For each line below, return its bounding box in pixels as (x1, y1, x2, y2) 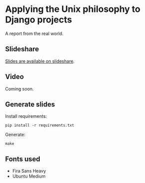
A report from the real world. (5, 30, 64, 36)
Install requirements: (5, 113, 47, 119)
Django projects (5, 14, 72, 25)
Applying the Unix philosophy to (5, 3, 141, 15)
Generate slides (5, 100, 55, 108)
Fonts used (5, 155, 41, 163)
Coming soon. (5, 86, 34, 91)
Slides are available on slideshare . (5, 58, 75, 64)
